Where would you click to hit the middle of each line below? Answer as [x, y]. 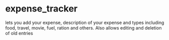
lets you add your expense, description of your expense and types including [85, 22]
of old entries [19, 33]
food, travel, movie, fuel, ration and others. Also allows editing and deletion [83, 27]
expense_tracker [41, 9]
